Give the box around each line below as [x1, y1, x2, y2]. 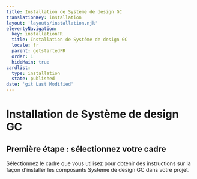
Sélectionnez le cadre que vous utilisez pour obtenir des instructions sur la [6, 160, 191, 167]
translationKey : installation [6, 14, 82, 20]
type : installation [11, 70, 61, 76]
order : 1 [11, 53, 34, 59]
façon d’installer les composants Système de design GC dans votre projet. [6, 166, 190, 173]
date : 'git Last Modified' [6, 82, 74, 88]
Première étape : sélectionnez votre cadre [6, 144, 166, 154]
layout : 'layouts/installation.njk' [6, 20, 98, 26]
